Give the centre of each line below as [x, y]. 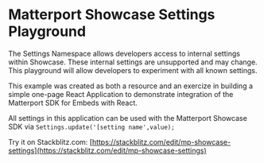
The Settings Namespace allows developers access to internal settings [124, 53]
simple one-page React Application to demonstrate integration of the [121, 94]
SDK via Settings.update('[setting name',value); [91, 126]
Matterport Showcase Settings [112, 15]
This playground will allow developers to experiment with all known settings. [133, 70]
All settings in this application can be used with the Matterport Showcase [128, 118]
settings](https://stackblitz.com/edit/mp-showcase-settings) [107, 150]
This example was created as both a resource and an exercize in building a [130, 86]
